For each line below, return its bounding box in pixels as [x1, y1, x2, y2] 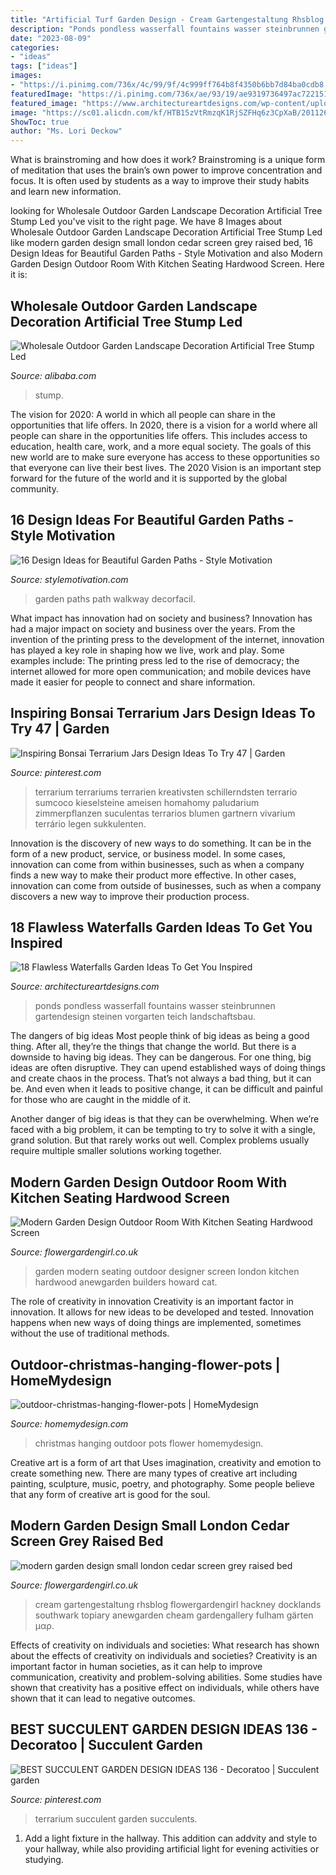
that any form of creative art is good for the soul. [10, 1489, 211, 1500]
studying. [24, 1853, 64, 1865]
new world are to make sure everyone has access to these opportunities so [10, 451, 320, 463]
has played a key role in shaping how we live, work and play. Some [10, 644, 285, 656]
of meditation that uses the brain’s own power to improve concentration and [10, 164, 323, 176]
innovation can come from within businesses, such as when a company [10, 858, 305, 870]
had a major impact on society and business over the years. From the [10, 622, 296, 635]
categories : [10, 42, 60, 53]
